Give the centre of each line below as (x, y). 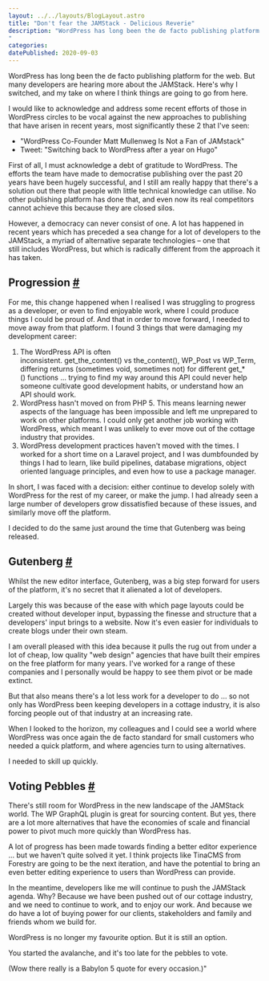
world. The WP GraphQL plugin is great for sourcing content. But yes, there (132, 814)
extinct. (21, 680)
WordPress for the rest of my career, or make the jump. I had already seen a (133, 495)
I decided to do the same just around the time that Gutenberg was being (127, 527)
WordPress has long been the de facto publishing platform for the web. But (132, 76)
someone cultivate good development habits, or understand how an (132, 385)
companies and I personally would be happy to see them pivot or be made (130, 672)
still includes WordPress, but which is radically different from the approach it (134, 249)
